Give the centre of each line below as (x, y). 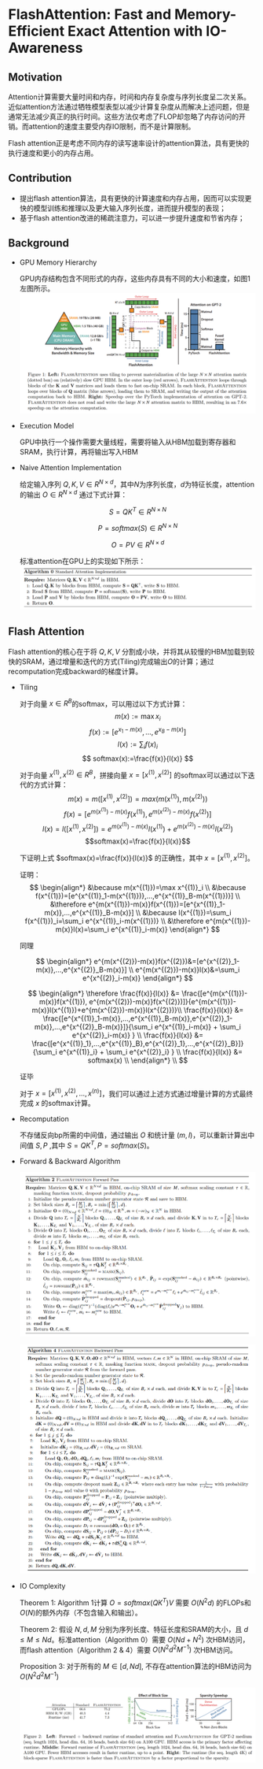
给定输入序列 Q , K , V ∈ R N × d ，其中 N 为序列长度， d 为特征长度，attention (137, 484)
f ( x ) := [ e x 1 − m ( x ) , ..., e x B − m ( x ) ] (138, 731)
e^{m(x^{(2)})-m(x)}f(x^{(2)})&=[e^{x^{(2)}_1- (167, 961)
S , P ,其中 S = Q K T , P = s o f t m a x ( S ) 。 (94, 1145)
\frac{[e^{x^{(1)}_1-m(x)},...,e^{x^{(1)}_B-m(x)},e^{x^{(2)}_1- (138, 1018)
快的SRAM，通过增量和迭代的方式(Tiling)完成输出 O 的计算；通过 (111, 661)
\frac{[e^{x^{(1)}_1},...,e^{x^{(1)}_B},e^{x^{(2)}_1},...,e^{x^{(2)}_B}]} (138, 1043)
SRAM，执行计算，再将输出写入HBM (79, 452)
